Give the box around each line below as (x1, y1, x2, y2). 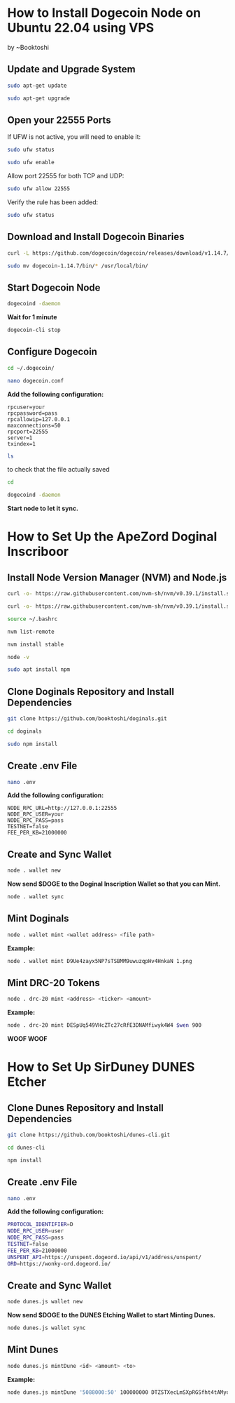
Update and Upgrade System (7, 63, 136, 75)
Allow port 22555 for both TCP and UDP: (7, 172, 124, 180)
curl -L (7, 249, 30, 257)
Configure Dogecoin (7, 346, 98, 358)
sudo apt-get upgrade (7, 95, 71, 102)
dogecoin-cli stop (7, 326, 61, 334)
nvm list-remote (7, 628, 55, 635)
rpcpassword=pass (7, 409, 58, 417)
